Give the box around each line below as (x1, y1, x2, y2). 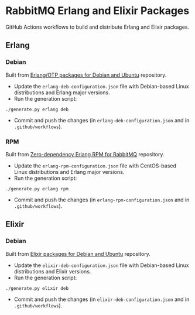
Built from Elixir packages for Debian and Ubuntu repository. (5, 250, 150, 257)
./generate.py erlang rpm (5, 186, 69, 191)
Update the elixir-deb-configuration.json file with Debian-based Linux (13, 262, 189, 269)
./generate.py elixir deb (5, 285, 69, 291)
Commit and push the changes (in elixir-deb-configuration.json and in (13, 296, 190, 303)
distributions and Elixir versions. (13, 268, 91, 275)
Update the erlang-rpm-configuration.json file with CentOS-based (13, 162, 177, 169)
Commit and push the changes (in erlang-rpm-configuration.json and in (13, 196, 190, 203)
